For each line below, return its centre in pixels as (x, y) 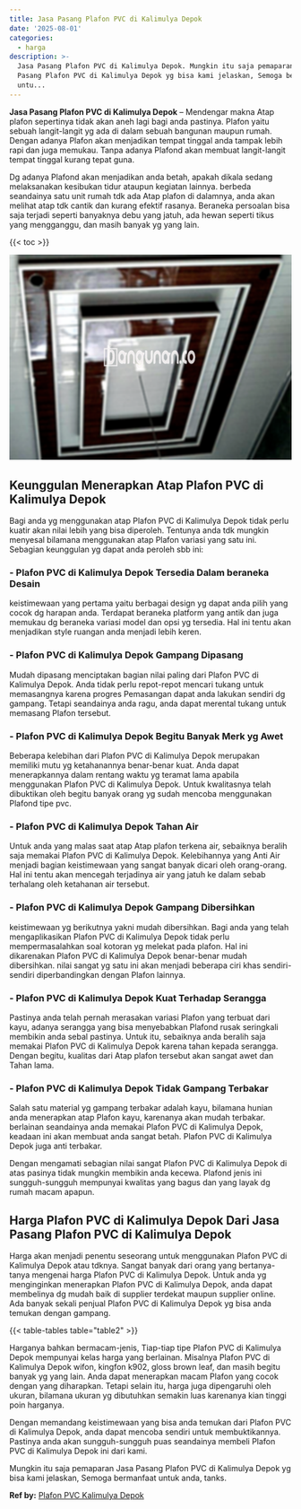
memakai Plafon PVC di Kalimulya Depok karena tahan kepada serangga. (144, 1046)
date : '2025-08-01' (46, 28)
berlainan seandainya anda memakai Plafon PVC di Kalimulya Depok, (136, 1127)
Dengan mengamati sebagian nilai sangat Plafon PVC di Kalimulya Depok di (148, 1164)
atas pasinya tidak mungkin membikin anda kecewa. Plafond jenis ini (136, 1173)
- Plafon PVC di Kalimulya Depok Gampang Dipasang (126, 655)
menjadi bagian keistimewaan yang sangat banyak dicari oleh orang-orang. (148, 865)
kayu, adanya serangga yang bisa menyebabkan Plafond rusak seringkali (144, 1026)
